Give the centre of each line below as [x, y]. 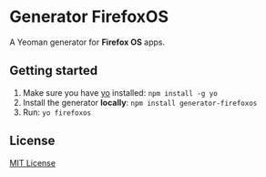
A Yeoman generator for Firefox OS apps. [87, 42]
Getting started [54, 71]
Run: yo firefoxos [57, 112]
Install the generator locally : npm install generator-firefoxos [140, 102]
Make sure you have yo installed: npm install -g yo [120, 92]
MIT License [33, 162]
